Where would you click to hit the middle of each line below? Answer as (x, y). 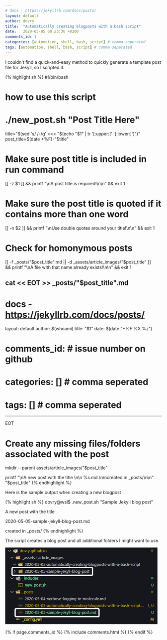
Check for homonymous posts (69, 248)
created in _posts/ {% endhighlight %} (44, 531)
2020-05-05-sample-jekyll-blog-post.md (47, 521)
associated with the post (57, 454)
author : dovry (20, 21)
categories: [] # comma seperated (77, 382)
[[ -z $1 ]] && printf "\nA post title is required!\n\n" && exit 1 (65, 183)
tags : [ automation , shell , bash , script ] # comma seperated (69, 47)
